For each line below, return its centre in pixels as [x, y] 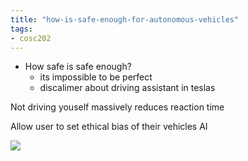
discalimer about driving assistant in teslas [127, 88]
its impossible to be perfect [96, 77]
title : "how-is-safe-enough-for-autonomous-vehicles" [125, 19]
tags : [21, 29]
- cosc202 [31, 38]
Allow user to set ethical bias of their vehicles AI [109, 127]
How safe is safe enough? [78, 67]
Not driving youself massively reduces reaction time [117, 107]
